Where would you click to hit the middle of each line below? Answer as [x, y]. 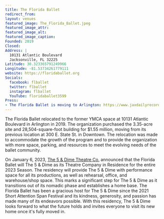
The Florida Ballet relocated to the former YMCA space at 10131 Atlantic [77, 119]
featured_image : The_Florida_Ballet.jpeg [48, 23]
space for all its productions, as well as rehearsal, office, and [66, 175]
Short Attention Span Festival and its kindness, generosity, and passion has [81, 196]
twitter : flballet [28, 87]
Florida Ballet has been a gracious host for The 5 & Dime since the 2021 [77, 191]
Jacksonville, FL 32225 [33, 60]
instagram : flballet [30, 91]
